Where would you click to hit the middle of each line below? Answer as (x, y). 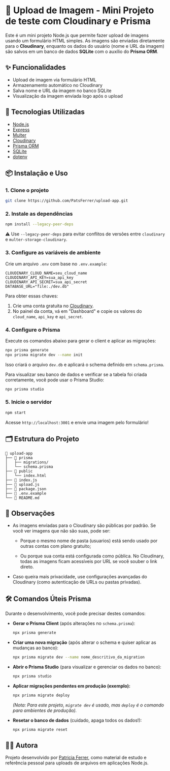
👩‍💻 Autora (22, 745)
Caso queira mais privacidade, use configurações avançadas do (80, 577)
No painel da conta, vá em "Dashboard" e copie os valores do (77, 311)
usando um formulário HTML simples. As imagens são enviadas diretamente (85, 41)
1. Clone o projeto (27, 190)
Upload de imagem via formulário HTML (54, 80)
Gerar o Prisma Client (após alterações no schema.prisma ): (74, 624)
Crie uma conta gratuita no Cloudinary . (53, 306)
